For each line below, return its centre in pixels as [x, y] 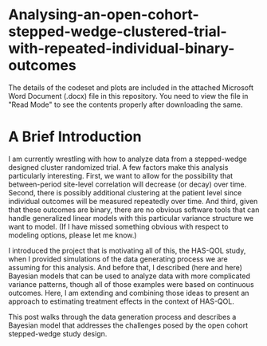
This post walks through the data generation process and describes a [122, 317]
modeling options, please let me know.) [73, 235]
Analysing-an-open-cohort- [104, 15]
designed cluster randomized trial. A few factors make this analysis [118, 167]
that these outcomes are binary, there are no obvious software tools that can [134, 210]
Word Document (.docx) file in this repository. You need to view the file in [128, 96]
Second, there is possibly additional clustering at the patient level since [125, 192]
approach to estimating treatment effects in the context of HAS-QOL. [122, 301]
